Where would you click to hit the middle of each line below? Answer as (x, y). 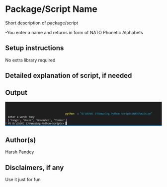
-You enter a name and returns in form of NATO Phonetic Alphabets (74, 32)
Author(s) (21, 140)
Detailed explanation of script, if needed (69, 76)
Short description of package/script (42, 23)
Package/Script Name (51, 9)
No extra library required (30, 60)
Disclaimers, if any (35, 167)
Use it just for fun (23, 179)
